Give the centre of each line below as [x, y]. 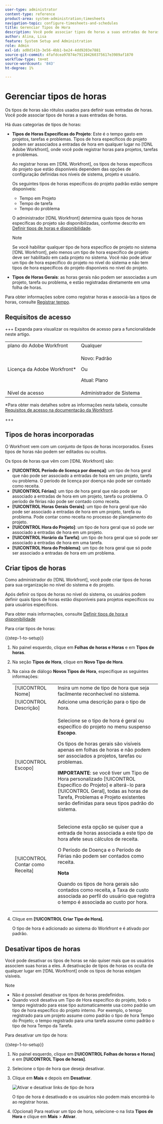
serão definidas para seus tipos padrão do [106, 803]
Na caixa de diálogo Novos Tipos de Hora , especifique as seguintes [80, 671]
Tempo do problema [40, 208]
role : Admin [17, 46]
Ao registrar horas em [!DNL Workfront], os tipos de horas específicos [82, 164]
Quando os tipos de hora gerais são [98, 884]
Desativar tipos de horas [43, 949]
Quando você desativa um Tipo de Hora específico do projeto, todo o [81, 1000]
